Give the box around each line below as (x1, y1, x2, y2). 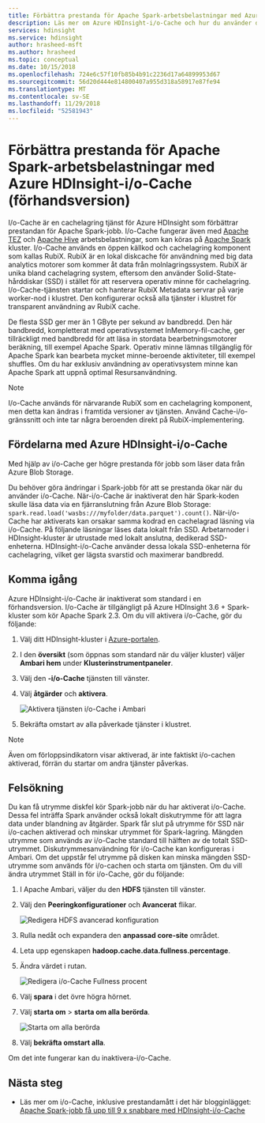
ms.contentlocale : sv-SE (8, 93, 90, 100)
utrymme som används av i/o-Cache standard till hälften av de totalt (8, 836, 230, 845)
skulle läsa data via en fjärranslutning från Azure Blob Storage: (8, 499, 211, 509)
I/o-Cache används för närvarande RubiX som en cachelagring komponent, (8, 398, 252, 407)
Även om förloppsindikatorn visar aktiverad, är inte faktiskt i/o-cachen (8, 750, 235, 759)
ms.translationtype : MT (8, 85, 87, 93)
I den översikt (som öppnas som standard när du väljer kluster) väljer (19, 649, 245, 659)
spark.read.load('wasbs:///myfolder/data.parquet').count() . (8, 508, 212, 517)
